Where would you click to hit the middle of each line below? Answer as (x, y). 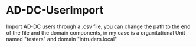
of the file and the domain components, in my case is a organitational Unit (96, 32)
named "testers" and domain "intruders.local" (62, 39)
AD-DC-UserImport (55, 10)
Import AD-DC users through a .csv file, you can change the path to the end (98, 26)
